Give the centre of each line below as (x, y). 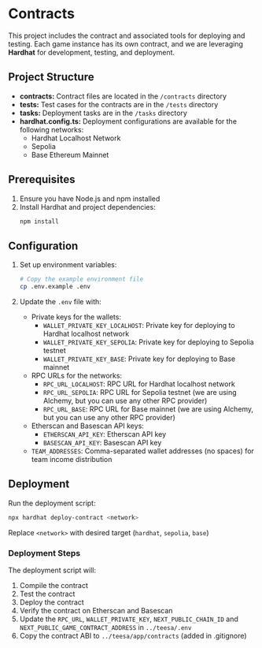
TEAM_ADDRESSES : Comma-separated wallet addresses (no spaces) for (142, 451)
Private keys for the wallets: (76, 317)
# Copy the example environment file (81, 279)
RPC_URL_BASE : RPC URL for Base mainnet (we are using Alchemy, (148, 409)
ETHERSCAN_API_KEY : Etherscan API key (105, 434)
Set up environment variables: (68, 265)
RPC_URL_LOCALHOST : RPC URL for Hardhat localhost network (139, 384)
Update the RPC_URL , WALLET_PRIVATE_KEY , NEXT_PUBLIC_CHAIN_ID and (129, 619)
